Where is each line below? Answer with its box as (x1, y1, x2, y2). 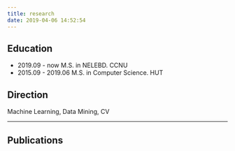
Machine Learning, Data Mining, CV (7, 108, 110, 116)
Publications (7, 134, 64, 146)
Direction (7, 89, 49, 101)
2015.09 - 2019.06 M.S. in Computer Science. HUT (17, 69, 164, 77)
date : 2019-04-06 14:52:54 (7, 17, 86, 24)
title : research (7, 10, 55, 17)
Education (7, 43, 53, 55)
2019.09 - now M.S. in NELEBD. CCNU (17, 61, 128, 70)
